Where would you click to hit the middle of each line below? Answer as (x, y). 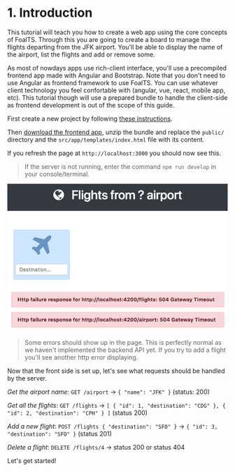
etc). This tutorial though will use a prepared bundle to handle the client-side (117, 97)
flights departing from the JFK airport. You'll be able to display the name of (115, 47)
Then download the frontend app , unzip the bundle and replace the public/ (116, 132)
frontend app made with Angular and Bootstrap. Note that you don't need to (116, 75)
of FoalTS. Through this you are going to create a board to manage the (109, 39)
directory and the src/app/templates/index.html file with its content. (106, 139)
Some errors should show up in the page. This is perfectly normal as (123, 343)
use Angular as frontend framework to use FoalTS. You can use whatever (113, 82)
